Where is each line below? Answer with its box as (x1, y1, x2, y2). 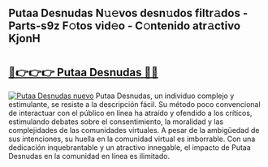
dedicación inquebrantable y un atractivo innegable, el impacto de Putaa (8, 143, 252, 152)
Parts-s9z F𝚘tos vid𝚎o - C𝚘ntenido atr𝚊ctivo (8, 19, 241, 33)
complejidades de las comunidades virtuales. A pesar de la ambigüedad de (8, 126, 260, 135)
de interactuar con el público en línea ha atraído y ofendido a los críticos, (8, 109, 253, 118)
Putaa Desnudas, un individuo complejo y (95, 91, 235, 101)
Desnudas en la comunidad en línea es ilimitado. (8, 152, 171, 161)
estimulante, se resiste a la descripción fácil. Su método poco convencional (8, 100, 262, 109)
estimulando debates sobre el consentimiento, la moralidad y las (8, 117, 224, 126)
